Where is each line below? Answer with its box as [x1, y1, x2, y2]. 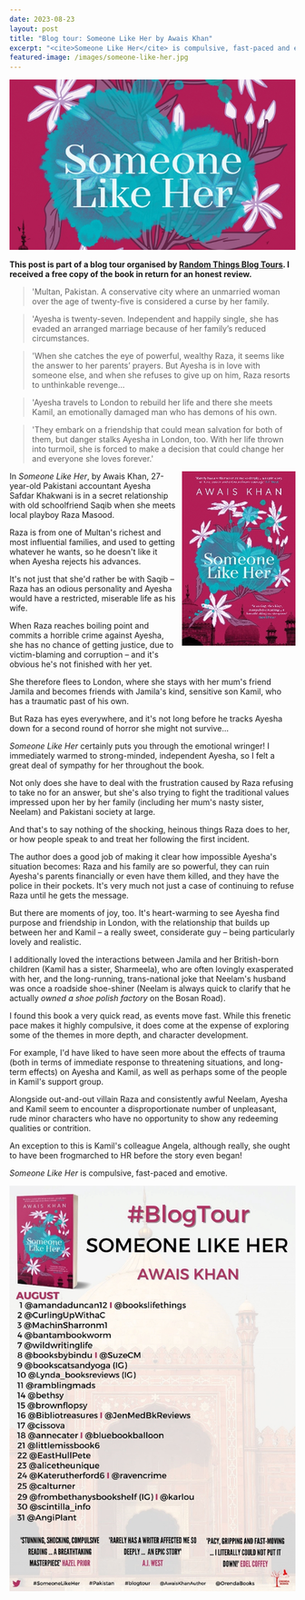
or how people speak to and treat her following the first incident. [9, 833, 250, 844]
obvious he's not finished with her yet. [9, 659, 152, 670]
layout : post [9, 24, 59, 34]
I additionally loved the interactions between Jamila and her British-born [9, 954, 280, 965]
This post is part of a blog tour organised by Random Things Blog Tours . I [9, 259, 290, 270]
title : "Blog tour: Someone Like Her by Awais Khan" [9, 34, 213, 43]
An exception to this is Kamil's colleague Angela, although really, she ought [9, 1140, 290, 1151]
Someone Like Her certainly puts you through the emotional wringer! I [9, 740, 270, 751]
